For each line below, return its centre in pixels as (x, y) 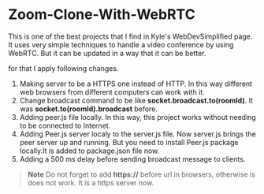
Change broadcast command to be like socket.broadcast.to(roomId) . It (136, 100)
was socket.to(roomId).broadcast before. (88, 109)
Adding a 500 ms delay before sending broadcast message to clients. (132, 159)
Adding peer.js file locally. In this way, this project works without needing (138, 117)
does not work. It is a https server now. (91, 182)
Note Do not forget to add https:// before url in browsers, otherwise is (141, 174)
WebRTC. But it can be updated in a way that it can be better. (107, 53)
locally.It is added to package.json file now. (89, 151)
